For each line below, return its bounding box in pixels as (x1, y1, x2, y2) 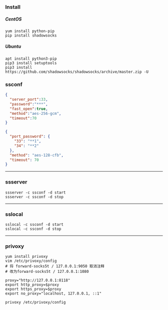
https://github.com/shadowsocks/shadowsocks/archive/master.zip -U (5, 69, 149, 74)
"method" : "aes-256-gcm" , (9, 111, 61, 116)
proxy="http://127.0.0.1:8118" (5, 278, 70, 283)
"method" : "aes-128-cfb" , (9, 152, 64, 158)
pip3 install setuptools (5, 60, 57, 66)
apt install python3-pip (5, 56, 57, 61)
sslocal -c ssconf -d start (5, 222, 64, 227)
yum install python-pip (5, 29, 55, 34)
